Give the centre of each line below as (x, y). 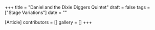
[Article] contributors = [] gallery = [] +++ (49, 22)
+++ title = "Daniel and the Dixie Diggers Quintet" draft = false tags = (77, 7)
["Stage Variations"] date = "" (36, 12)
